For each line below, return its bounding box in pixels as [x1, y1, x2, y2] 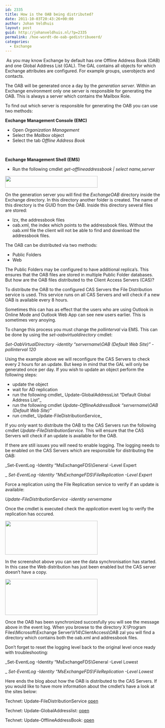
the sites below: [5, 688, 37, 695]
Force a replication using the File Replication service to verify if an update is [5, 481, 159, 487]
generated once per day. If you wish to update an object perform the [5, 366, 144, 372]
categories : [5, 39, 30, 44]
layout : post [5, 26, 32, 31]
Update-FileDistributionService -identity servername [5, 496, 112, 502]
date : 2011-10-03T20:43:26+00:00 [5, 16, 74, 21]
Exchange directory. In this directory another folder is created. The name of [5, 197, 159, 202]
